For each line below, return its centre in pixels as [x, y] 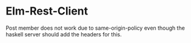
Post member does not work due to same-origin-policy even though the [95, 28]
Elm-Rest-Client [47, 11]
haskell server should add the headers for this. [64, 34]
